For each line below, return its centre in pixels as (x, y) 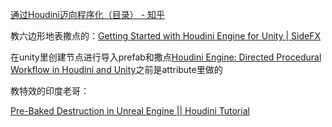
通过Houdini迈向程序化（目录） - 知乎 (88, 14)
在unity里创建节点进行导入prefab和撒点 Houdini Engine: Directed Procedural (166, 57)
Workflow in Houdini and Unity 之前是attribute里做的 (116, 69)
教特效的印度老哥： (50, 91)
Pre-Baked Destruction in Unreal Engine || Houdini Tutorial (130, 111)
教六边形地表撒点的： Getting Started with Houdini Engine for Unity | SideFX (165, 36)
